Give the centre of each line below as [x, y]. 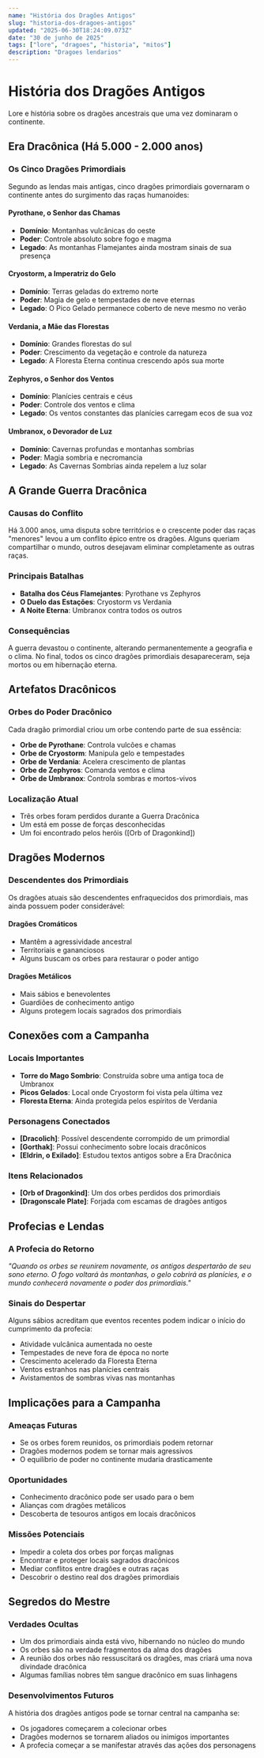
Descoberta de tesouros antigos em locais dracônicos [107, 1514]
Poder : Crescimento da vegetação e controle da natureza [113, 352]
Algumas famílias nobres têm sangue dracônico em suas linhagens [128, 1675]
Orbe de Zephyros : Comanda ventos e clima [92, 770]
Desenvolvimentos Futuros [61, 1695]
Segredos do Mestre [59, 1602]
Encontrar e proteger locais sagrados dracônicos [100, 1560]
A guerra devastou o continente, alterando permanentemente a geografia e [130, 648]
